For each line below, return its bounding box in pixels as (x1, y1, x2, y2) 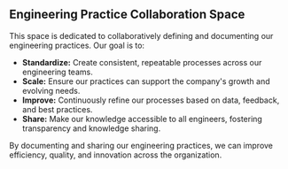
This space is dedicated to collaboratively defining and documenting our (9, 30, 274, 41)
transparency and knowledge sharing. (21, 123, 161, 134)
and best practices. (21, 104, 93, 114)
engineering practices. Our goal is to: (9, 40, 144, 50)
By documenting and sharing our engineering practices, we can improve (9, 140, 273, 150)
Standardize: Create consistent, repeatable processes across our (21, 57, 262, 67)
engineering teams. (21, 66, 93, 77)
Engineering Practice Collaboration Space (9, 7, 245, 22)
